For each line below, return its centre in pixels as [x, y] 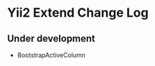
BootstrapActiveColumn [51, 55]
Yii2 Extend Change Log [78, 13]
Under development [51, 39]
